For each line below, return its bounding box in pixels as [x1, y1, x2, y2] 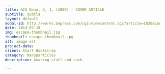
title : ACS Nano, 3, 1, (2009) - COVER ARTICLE [5, 7, 105, 12]
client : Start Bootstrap [5, 48, 56, 53]
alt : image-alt [5, 39, 36, 44]
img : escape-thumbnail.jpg [5, 30, 60, 35]
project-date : [5, 44, 34, 49]
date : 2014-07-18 [5, 25, 41, 30]
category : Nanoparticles [5, 52, 56, 58]
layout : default [5, 16, 38, 21]
